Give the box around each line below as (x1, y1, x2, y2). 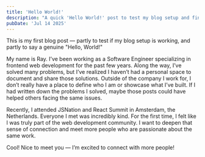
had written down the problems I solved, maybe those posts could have (6, 88, 186, 95)
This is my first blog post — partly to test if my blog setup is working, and (6, 37, 190, 45)
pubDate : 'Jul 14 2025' (6, 20, 67, 26)
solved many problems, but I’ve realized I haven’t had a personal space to (6, 68, 192, 76)
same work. (6, 132, 36, 139)
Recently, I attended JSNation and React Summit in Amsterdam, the (6, 106, 176, 114)
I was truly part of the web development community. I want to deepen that (6, 119, 193, 126)
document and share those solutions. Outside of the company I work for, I (6, 75, 192, 82)
